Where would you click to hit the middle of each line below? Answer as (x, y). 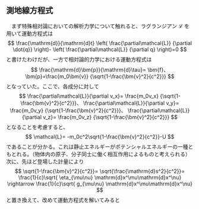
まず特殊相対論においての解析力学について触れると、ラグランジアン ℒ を (100, 26)
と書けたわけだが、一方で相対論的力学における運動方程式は (79, 59)
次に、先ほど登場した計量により (45, 161)
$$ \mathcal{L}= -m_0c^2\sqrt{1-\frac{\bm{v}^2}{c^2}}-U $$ (100, 136)
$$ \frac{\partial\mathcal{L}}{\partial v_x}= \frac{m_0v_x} (89, 96)
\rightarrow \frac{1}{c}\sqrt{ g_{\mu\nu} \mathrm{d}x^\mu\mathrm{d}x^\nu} (100, 184)
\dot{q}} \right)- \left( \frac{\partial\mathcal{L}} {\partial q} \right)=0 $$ (100, 49)
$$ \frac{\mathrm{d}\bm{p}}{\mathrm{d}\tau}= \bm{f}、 (100, 69)
